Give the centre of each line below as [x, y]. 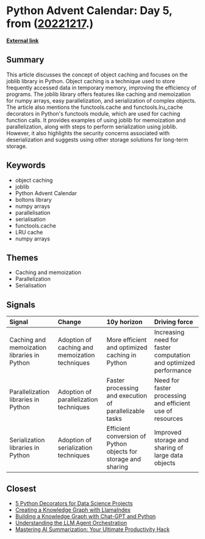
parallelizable [126, 411]
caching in [121, 355]
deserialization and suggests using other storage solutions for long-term [97, 139]
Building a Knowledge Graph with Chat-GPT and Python [85, 516]
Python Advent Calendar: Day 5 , [89, 11]
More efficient [127, 340]
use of [163, 411]
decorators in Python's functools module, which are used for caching [93, 113]
